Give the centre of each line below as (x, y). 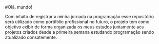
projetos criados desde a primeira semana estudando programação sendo (80, 32)
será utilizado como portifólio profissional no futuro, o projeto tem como (77, 22)
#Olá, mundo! (19, 7)
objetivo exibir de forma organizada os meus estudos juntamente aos (75, 27)
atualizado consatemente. (31, 37)
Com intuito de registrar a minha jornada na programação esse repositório (79, 16)
